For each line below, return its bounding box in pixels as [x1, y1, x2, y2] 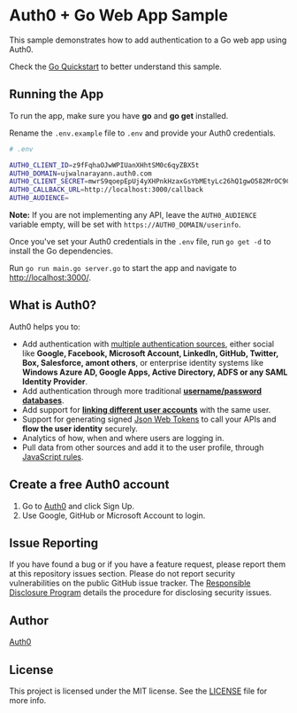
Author [9, 613, 49, 628]
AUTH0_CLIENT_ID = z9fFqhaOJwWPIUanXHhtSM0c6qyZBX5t [9, 160, 200, 169]
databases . [21, 395, 65, 406]
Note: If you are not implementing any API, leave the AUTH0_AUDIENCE [9, 210, 258, 220]
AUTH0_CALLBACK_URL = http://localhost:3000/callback [9, 185, 203, 195]
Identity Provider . [21, 376, 88, 386]
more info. [9, 695, 47, 706]
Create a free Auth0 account [9, 477, 170, 492]
